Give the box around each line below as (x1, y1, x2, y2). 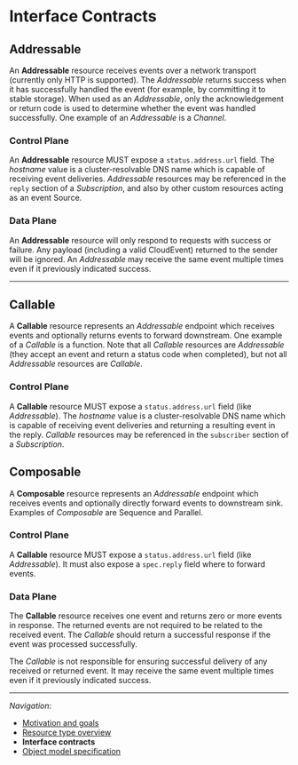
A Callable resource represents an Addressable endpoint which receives (9, 321, 275, 331)
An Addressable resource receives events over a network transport (9, 65, 257, 76)
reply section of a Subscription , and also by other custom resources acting (9, 183, 284, 194)
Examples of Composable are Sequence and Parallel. (9, 506, 204, 517)
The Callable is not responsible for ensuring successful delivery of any (9, 656, 268, 667)
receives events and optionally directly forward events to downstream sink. (9, 498, 284, 508)
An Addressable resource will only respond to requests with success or (9, 235, 272, 245)
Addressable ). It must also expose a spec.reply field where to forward (9, 558, 266, 570)
